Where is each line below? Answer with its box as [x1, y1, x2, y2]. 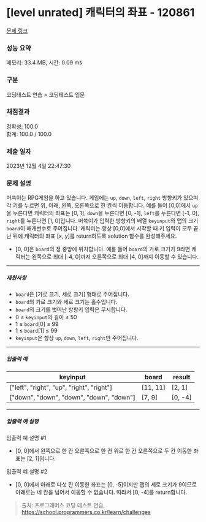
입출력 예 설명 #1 [6, 434, 47, 442]
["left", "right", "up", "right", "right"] [9, 384, 112, 392]
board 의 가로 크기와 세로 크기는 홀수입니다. [15, 298, 118, 306]
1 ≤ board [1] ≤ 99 [15, 327, 58, 335]
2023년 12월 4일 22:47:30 [6, 162, 71, 170]
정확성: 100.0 [6, 123, 39, 130]
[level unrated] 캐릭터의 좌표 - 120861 [6, 6, 195, 20]
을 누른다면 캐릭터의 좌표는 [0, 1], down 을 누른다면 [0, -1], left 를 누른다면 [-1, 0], [6, 210, 199, 217]
